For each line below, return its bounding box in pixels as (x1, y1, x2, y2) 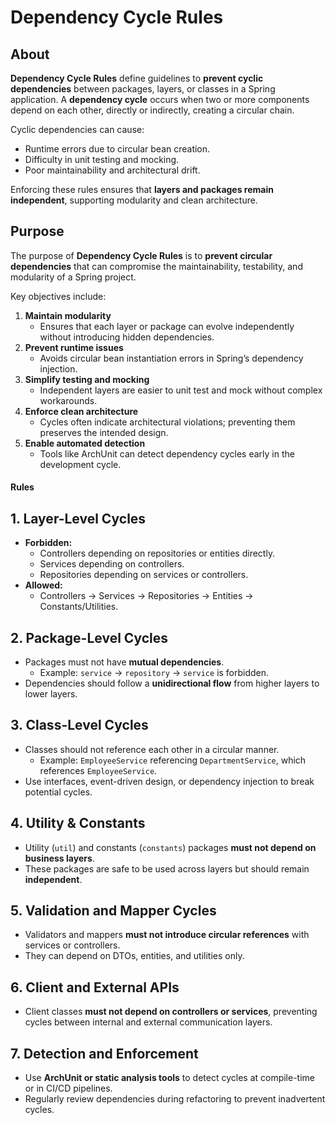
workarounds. (39, 394, 98, 406)
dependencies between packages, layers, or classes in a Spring (10, 83, 276, 95)
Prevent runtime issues (24, 341, 124, 353)
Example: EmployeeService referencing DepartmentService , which (39, 754, 307, 766)
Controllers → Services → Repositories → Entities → (39, 590, 254, 602)
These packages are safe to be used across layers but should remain (24, 862, 310, 875)
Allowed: (24, 579, 63, 591)
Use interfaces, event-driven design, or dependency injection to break (24, 775, 315, 787)
